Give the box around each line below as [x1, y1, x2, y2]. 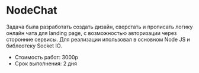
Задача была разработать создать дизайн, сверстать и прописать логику [6, 23, 193, 30]
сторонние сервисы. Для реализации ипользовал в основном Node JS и [6, 36, 191, 43]
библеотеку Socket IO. [6, 42, 62, 49]
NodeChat [6, 4, 57, 17]
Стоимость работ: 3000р [14, 53, 79, 61]
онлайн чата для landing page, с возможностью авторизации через [6, 29, 177, 36]
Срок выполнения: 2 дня [14, 60, 78, 67]
